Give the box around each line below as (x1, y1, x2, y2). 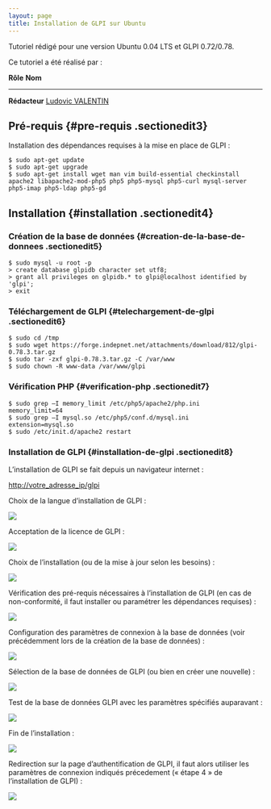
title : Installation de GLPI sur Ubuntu (8, 19, 147, 27)
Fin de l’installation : (8, 728, 75, 738)
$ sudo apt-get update (8, 156, 85, 165)
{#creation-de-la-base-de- (135, 231, 246, 242)
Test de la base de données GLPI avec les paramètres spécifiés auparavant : (8, 697, 263, 707)
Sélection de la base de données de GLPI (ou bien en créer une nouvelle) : (8, 666, 256, 676)
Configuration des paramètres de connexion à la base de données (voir (8, 627, 246, 637)
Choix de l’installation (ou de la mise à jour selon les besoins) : (8, 557, 215, 567)
